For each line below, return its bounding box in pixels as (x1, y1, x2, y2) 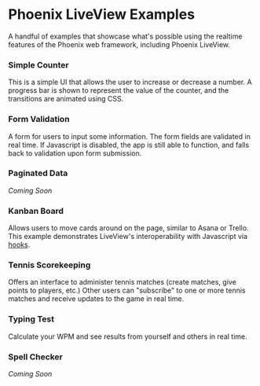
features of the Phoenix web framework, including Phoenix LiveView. (8, 39, 230, 49)
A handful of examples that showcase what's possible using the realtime (8, 31, 243, 41)
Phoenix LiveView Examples (8, 6, 195, 24)
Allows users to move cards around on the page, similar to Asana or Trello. (8, 223, 249, 233)
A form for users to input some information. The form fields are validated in (8, 131, 251, 141)
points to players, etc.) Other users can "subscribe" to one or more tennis (8, 285, 246, 296)
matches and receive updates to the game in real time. (8, 294, 185, 303)
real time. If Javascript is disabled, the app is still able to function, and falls (8, 140, 250, 149)
